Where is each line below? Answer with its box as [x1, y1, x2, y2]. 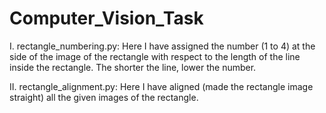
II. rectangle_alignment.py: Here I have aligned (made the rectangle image [9, 80, 314, 92]
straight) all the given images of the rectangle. [9, 91, 199, 103]
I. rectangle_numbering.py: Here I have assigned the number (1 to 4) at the [9, 40, 316, 52]
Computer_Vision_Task [9, 7, 204, 30]
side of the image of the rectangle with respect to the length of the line [9, 50, 301, 62]
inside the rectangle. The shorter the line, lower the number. [9, 61, 257, 73]
